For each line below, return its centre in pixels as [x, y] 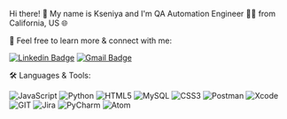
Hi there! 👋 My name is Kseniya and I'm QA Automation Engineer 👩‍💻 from [143, 14]
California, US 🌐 [39, 23]
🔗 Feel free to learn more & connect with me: [91, 41]
